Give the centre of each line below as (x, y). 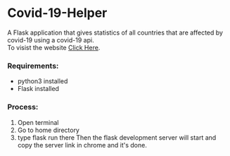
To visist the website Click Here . (54, 47)
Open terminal (38, 122)
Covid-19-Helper (57, 13)
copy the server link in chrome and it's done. (82, 145)
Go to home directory (48, 130)
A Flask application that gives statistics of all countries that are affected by (115, 32)
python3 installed (43, 81)
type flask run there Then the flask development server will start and (117, 137)
